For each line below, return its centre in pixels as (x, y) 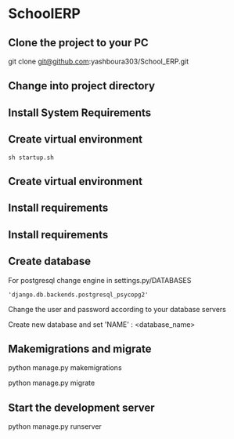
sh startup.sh (31, 158)
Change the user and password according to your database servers (117, 309)
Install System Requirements (80, 112)
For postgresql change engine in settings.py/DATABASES (100, 280)
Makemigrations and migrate (80, 348)
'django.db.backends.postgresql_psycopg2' (78, 295)
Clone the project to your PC (78, 43)
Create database (50, 261)
